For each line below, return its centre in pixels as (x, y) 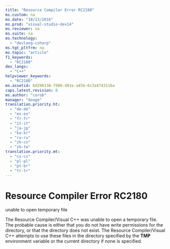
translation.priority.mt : (33, 152)
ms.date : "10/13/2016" (29, 19)
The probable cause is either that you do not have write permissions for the (84, 225)
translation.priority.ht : (33, 105)
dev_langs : (17, 67)
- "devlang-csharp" (31, 43)
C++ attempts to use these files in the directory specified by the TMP (78, 236)
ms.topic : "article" (27, 52)
